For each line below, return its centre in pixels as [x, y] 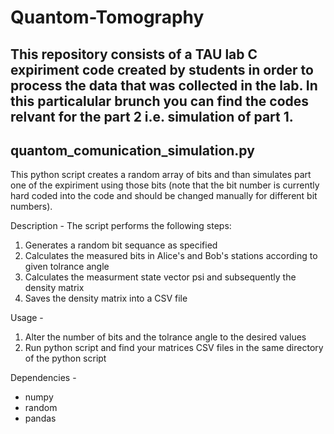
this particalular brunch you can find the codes [160, 101]
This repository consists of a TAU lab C [134, 54]
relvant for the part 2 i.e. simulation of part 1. [152, 116]
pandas [40, 418]
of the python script [65, 358]
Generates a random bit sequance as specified [121, 245]
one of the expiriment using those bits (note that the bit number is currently [165, 185]
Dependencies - [43, 378]
